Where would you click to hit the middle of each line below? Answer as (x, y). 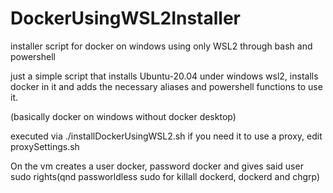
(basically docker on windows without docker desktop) (123, 116)
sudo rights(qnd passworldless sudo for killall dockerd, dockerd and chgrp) (165, 176)
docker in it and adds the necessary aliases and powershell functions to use (166, 86)
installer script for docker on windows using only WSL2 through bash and (161, 46)
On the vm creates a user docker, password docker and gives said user (157, 166)
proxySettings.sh (45, 146)
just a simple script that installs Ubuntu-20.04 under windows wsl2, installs (164, 76)
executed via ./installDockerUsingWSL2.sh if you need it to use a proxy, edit (166, 136)
